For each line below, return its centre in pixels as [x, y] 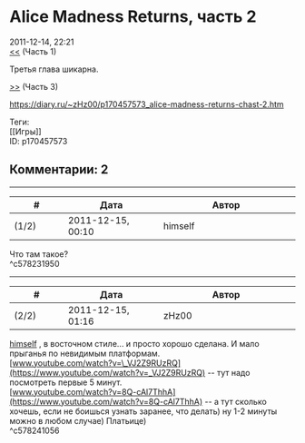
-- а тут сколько [236, 401]
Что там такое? [39, 254]
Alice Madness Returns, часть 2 [133, 17]
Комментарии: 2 [59, 170]
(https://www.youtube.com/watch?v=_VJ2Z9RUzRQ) [108, 372]
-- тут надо [229, 372]
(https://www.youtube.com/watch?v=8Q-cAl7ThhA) [106, 401]
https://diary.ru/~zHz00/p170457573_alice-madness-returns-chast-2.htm [147, 104]
